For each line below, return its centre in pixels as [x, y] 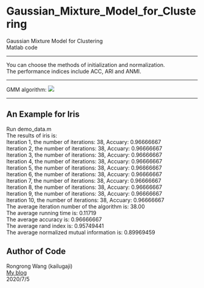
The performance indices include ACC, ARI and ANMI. [74, 71]
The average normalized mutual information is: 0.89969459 [81, 232]
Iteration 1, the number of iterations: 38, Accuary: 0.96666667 [84, 142]
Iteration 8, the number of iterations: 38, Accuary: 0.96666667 [84, 187]
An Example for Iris [43, 115]
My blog [17, 272]
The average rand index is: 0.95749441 [55, 225]
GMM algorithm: [26, 89]
